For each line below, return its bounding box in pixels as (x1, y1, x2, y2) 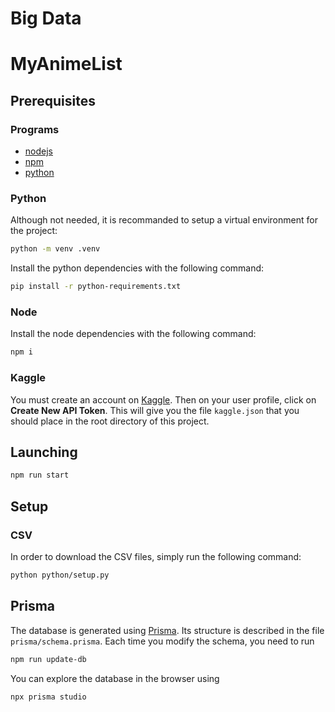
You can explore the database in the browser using (10, 672, 220, 684)
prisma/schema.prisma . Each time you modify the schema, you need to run (10, 635, 315, 647)
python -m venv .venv (10, 244, 101, 254)
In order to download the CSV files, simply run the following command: (10, 550, 302, 562)
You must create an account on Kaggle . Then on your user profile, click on (10, 393, 317, 406)
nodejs (24, 145, 53, 157)
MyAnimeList (10, 53, 123, 76)
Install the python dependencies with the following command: (10, 262, 265, 274)
